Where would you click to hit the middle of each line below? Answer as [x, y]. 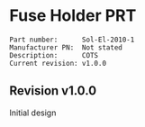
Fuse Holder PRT [73, 16]
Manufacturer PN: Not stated [66, 47]
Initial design [33, 113]
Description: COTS [54, 55]
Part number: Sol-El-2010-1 [72, 40]
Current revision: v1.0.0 [58, 63]
